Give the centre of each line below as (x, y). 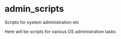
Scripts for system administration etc (42, 22)
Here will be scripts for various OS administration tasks (60, 31)
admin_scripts (34, 9)
